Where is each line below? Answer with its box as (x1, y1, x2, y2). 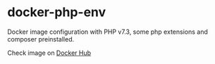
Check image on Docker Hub (7, 49, 92, 57)
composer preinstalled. (7, 34, 75, 43)
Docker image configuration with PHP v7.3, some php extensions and (7, 27, 208, 36)
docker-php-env (7, 4, 106, 20)
